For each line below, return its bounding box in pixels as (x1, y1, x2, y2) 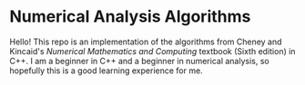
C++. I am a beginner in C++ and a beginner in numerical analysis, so (9, 55, 270, 66)
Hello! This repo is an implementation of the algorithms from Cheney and (9, 36, 282, 47)
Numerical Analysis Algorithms (9, 6, 251, 27)
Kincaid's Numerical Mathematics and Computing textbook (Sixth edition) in (9, 45, 296, 56)
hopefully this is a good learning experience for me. (9, 65, 203, 76)
